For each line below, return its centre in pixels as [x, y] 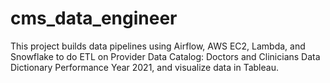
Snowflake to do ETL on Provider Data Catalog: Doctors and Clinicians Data [165, 56]
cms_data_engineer [94, 18]
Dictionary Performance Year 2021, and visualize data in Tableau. [144, 67]
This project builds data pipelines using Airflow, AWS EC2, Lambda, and [158, 46]
